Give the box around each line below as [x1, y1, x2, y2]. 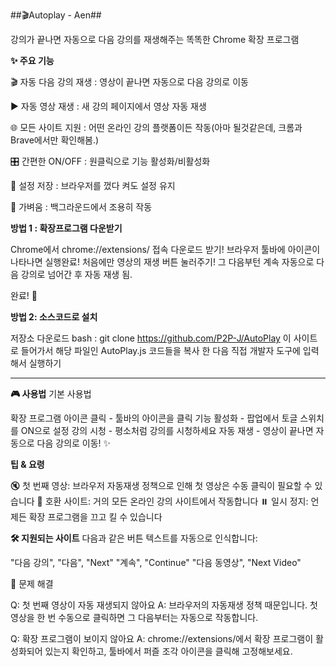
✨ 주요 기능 [10, 55, 55, 66]
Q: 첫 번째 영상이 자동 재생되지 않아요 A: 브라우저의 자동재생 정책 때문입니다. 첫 [10, 599, 318, 611]
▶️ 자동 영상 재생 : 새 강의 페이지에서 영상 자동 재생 [10, 100, 207, 112]
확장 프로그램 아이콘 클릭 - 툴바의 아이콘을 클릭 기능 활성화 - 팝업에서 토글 [10, 412, 298, 424]
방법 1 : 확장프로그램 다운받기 [10, 222, 123, 234]
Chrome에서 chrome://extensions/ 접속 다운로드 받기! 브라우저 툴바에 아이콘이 [10, 244, 321, 255]
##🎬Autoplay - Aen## [10, 9, 102, 21]
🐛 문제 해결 [10, 578, 54, 589]
